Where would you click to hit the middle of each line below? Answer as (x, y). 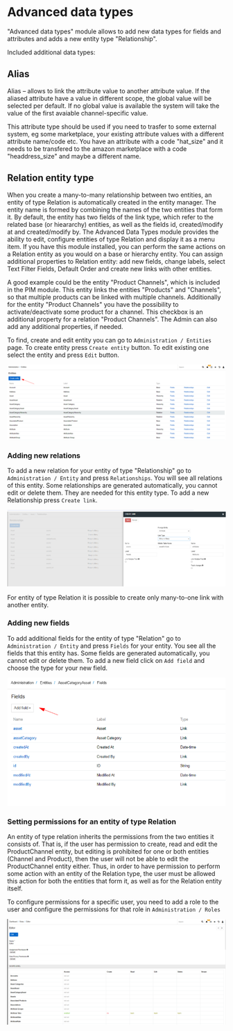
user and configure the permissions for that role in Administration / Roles (114, 909)
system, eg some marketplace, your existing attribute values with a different (115, 134)
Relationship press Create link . (52, 500)
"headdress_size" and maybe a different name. (74, 156)
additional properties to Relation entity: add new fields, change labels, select (116, 261)
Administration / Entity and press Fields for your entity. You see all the (112, 646)
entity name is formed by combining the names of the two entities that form (115, 209)
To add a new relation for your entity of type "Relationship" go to (100, 471)
